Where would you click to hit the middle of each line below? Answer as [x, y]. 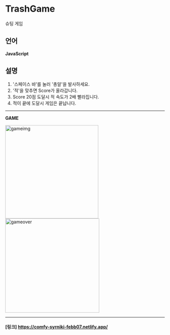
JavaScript [17, 53]
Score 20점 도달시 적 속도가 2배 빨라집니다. [56, 96]
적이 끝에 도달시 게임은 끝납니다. [44, 103]
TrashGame [30, 9]
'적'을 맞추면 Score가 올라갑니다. [45, 90]
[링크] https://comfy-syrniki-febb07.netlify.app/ [56, 327]
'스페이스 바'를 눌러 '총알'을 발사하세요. [51, 84]
